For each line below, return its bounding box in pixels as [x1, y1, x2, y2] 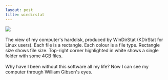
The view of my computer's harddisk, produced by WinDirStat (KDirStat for [5, 36, 163, 43]
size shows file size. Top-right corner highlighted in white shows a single [5, 47, 159, 53]
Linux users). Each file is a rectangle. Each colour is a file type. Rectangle [5, 42, 160, 48]
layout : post [5, 7, 33, 13]
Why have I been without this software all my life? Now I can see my [5, 63, 149, 69]
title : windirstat [5, 12, 45, 17]
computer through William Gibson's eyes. [5, 69, 93, 75]
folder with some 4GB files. [5, 53, 63, 59]
